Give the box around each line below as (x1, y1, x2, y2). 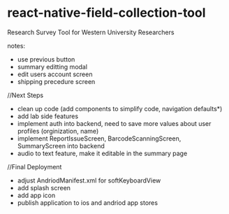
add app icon (17, 191, 56, 199)
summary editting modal (17, 62, 88, 71)
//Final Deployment (7, 162, 62, 171)
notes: (7, 41, 26, 50)
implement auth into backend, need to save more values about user (17, 119, 212, 127)
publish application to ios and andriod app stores (17, 198, 158, 207)
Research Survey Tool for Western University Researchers (7, 28, 175, 36)
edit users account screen (17, 70, 93, 78)
